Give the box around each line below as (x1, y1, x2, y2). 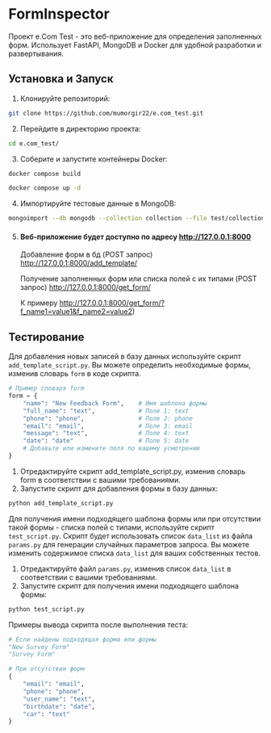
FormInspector (8, 5, 110, 23)
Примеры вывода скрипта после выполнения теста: (8, 619, 189, 630)
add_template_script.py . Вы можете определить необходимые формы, (8, 360, 252, 370)
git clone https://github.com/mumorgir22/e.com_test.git (8, 109, 204, 117)
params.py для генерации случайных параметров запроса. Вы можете (8, 539, 250, 549)
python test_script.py (8, 605, 85, 614)
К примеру (19, 298, 58, 308)
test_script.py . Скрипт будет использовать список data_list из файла (8, 530, 253, 541)
